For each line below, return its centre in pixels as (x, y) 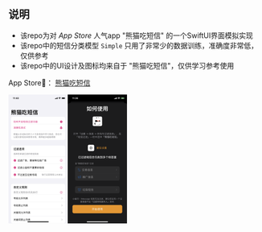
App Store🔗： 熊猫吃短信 (49, 82)
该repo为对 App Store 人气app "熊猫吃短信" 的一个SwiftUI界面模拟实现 (136, 35)
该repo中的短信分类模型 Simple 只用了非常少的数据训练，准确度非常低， (139, 45)
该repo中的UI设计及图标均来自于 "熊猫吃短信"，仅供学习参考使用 (127, 65)
